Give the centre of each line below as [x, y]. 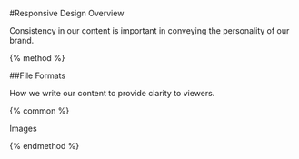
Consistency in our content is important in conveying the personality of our [149, 30]
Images [24, 128]
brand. [22, 40]
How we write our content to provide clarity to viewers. [112, 93]
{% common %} [40, 111]
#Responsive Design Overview [67, 13]
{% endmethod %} [45, 146]
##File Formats [38, 75]
